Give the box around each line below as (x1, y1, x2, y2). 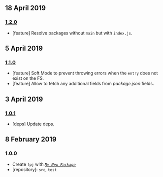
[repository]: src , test (12, 166, 57, 172)
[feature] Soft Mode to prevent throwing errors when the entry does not (12, 70, 158, 76)
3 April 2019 (5, 95, 43, 103)
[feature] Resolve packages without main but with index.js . (12, 30, 132, 36)
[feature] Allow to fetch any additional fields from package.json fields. (12, 81, 154, 87)
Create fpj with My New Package (12, 161, 76, 167)
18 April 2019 (5, 4, 46, 12)
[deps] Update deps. (12, 121, 55, 127)
